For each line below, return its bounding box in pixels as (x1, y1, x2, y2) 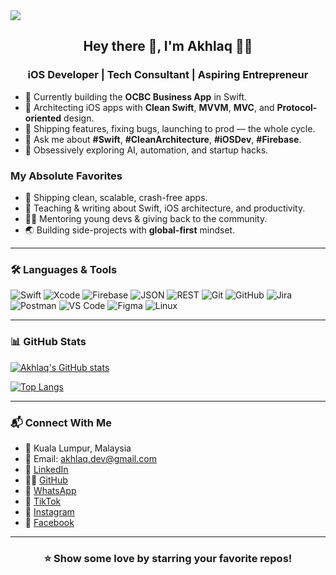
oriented (24, 112, 62, 124)
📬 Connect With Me (10, 415, 112, 429)
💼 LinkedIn (24, 463, 69, 475)
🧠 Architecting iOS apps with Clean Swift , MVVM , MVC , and (24, 101, 275, 113)
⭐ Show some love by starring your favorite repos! (43, 551, 293, 565)
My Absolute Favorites (10, 169, 123, 183)
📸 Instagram (24, 505, 75, 518)
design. (63, 112, 95, 124)
